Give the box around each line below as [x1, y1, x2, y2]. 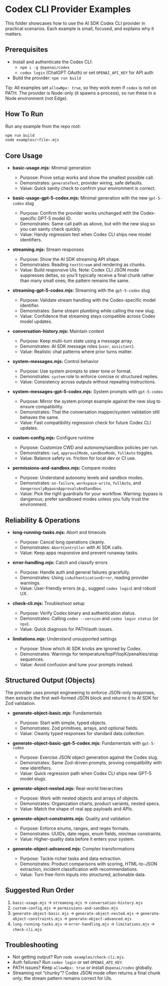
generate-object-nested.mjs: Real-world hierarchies [12, 785, 123, 791]
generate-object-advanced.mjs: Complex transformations [12, 846, 135, 852]
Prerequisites [5, 45, 48, 54]
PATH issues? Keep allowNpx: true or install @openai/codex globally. [12, 964, 153, 971]
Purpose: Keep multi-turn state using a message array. [20, 338, 133, 344]
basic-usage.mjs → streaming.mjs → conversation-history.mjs [12, 899, 143, 906]
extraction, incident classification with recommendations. [20, 866, 138, 872]
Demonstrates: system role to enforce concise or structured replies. [20, 374, 159, 380]
